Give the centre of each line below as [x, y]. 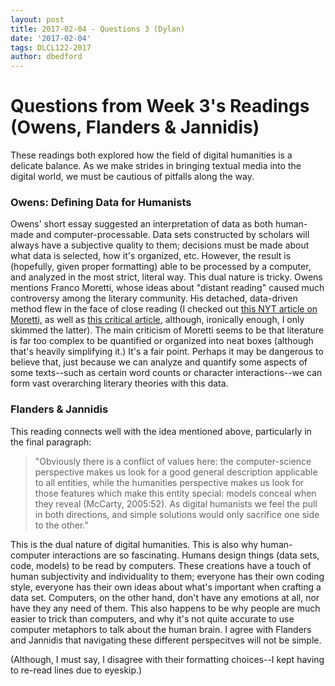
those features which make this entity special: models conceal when [175, 493]
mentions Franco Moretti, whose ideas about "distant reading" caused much [167, 288]
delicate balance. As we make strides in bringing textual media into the [156, 166]
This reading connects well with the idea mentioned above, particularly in [161, 431]
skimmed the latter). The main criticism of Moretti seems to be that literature [167, 330]
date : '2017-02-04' [51, 38]
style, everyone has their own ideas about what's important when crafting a [166, 587]
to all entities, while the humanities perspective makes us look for [169, 482]
